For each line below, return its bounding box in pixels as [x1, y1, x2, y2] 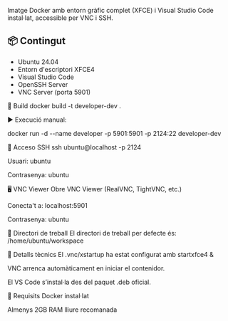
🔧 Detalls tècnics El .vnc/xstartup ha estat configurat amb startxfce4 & [7, 250, 214, 258]
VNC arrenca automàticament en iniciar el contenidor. [7, 263, 165, 273]
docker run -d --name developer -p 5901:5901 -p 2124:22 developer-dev [7, 129, 222, 137]
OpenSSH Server [17, 80, 68, 88]
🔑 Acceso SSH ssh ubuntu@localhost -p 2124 [7, 142, 142, 152]
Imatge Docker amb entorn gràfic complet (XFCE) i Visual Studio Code [7, 6, 214, 14]
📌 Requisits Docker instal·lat [7, 291, 89, 300]
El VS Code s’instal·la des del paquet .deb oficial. [7, 278, 151, 286]
